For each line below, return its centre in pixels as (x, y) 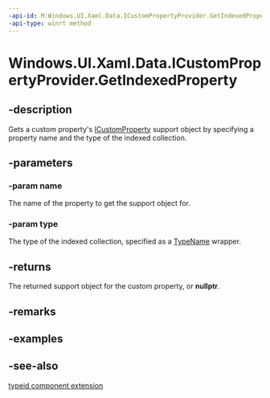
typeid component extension (56, 385)
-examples (36, 339)
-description (40, 110)
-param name (35, 186)
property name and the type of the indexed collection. (98, 137)
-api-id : (23, 16)
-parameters (41, 163)
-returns (30, 267)
